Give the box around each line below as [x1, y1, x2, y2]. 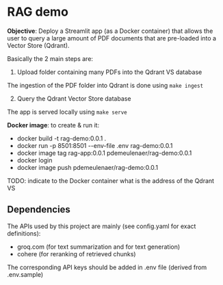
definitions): [7, 229, 41, 237]
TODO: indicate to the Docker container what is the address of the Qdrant [7, 176, 214, 185]
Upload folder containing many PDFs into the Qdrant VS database [16, 68, 202, 76]
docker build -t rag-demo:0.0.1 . [16, 134, 107, 142]
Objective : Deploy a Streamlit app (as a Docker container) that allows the [7, 27, 213, 35]
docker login [16, 156, 53, 164]
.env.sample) [7, 270, 44, 278]
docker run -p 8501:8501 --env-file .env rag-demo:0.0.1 [16, 141, 173, 149]
